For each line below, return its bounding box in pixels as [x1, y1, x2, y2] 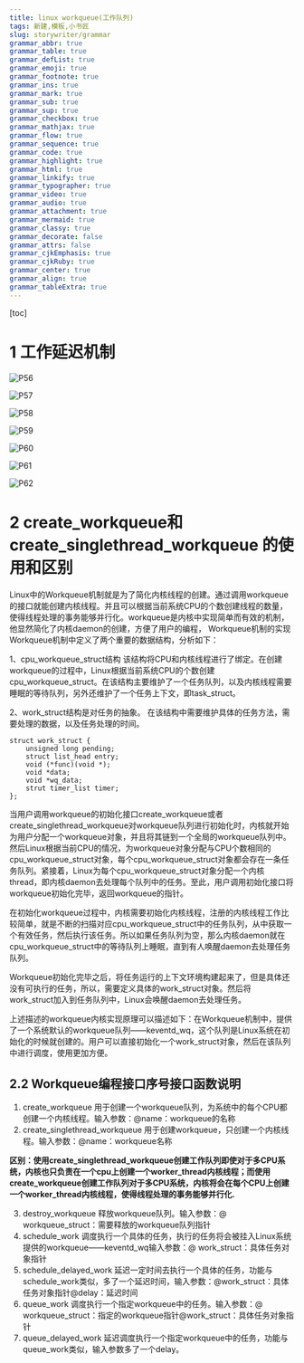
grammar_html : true [9, 165, 83, 174]
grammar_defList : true [9, 55, 95, 64]
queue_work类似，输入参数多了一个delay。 [22, 1344, 185, 1355]
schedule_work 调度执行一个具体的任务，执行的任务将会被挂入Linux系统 [22, 1231, 292, 1242]
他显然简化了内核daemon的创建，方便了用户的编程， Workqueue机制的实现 [9, 623, 291, 634]
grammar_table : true [9, 47, 88, 56]
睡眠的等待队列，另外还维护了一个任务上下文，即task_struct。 [9, 687, 242, 698]
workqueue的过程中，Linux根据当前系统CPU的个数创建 [9, 664, 215, 675]
